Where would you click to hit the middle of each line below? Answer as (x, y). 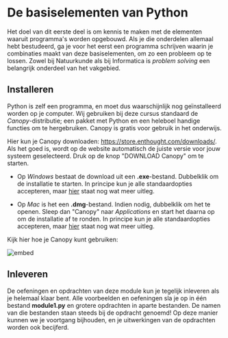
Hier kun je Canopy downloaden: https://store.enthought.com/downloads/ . (112, 141)
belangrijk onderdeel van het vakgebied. (64, 68)
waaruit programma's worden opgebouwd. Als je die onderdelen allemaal (110, 38)
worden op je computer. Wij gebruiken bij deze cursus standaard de (103, 113)
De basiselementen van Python (98, 13)
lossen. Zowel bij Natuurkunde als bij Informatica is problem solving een (109, 60)
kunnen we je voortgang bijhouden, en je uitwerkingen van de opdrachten (111, 319)
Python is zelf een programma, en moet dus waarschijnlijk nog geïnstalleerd (114, 106)
